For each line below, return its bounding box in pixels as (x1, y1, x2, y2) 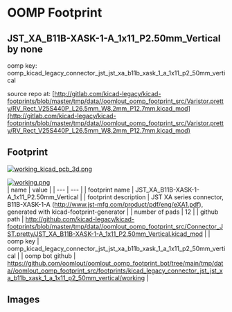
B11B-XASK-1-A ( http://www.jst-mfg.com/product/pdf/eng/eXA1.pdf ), (7, 200, 204, 208)
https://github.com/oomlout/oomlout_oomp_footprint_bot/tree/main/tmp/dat (7, 259, 224, 267)
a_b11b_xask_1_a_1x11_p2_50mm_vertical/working (7, 273, 145, 282)
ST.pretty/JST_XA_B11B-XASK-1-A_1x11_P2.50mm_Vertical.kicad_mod (7, 230, 203, 238)
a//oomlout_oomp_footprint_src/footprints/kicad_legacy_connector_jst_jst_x (7, 266, 223, 275)
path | (7, 214, 24, 223)
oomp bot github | (24, 251, 76, 260)
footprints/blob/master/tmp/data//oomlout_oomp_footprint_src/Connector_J (7, 222, 224, 230)
